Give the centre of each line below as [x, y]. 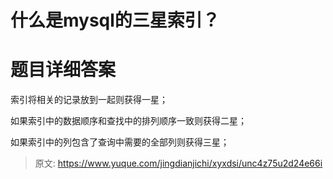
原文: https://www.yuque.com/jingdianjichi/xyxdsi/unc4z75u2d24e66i [178, 163]
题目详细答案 [63, 70]
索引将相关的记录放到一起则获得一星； [89, 100]
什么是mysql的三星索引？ [115, 20]
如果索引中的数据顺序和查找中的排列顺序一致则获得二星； [128, 121]
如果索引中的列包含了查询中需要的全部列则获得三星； [120, 142]
